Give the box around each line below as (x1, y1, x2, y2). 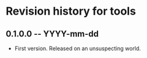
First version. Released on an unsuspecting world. (14, 45, 141, 52)
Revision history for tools (6, 4, 136, 18)
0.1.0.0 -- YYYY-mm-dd (6, 29, 99, 39)
